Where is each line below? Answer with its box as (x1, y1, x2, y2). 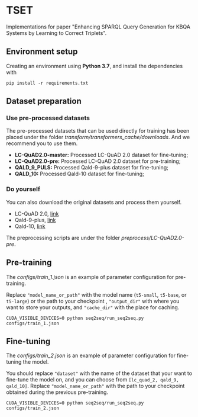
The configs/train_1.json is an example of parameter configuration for (6, 273, 174, 280)
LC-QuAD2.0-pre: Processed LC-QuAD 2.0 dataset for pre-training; (14, 158, 181, 165)
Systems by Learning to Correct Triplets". (6, 29, 107, 36)
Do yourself (6, 185, 41, 193)
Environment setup (6, 47, 78, 57)
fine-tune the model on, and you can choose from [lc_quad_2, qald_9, (6, 376, 179, 383)
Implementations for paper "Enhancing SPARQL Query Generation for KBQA (6, 23, 191, 30)
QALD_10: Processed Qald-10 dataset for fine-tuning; (14, 170, 145, 178)
